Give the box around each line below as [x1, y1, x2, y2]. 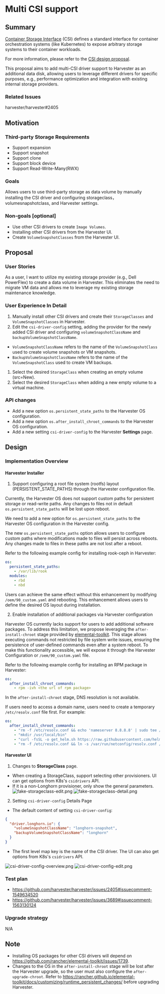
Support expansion [12, 144, 51, 150]
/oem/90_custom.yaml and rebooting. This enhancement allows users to [5, 597, 148, 603]
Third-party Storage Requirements [5, 134, 90, 140]
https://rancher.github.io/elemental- [62, 974, 135, 980]
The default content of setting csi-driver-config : [12, 807, 113, 813]
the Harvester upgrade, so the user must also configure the [12, 968, 133, 974]
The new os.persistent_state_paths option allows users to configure [5, 530, 145, 536]
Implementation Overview [5, 458, 69, 465]
